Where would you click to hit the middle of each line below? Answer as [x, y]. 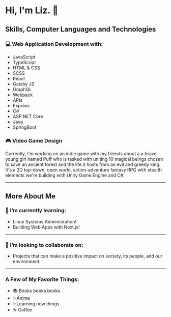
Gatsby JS [23, 84]
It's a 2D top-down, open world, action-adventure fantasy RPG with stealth [83, 170]
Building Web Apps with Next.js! [46, 227]
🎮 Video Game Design [34, 140]
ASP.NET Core [28, 116]
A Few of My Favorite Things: [42, 279]
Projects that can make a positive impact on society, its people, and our [88, 256]
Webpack [23, 95]
